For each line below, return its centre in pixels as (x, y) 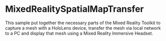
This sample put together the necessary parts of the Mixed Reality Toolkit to (83, 23)
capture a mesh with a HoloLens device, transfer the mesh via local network (83, 28)
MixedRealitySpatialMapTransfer (75, 9)
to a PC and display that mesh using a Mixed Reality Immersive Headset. (79, 33)
